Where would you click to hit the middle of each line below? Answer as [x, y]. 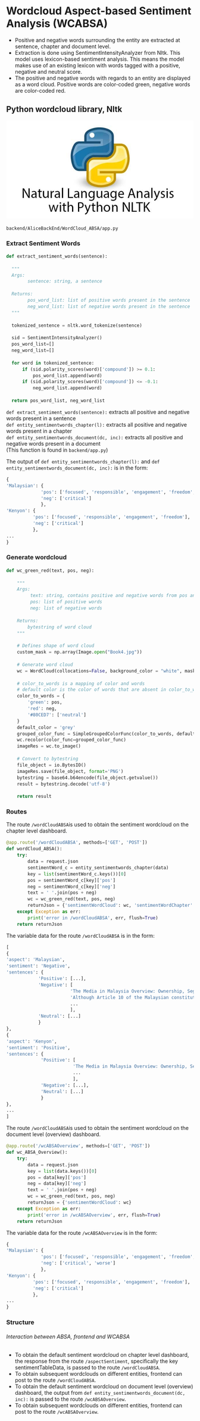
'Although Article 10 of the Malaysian [119, 997]
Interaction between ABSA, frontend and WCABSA [68, 1337]
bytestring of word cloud [60, 627]
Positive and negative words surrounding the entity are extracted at [97, 40]
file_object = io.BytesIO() [51, 765]
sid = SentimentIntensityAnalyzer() [57, 338]
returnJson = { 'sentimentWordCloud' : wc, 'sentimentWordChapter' [110, 906]
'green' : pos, [45, 702]
